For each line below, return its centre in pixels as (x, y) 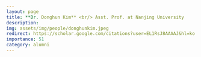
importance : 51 (25, 39)
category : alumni (28, 45)
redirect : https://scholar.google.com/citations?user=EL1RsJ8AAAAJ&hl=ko (101, 34)
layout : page (23, 12)
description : (23, 23)
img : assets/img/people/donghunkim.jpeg (58, 28)
